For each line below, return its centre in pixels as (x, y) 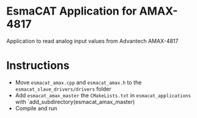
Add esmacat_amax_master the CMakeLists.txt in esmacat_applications (103, 95)
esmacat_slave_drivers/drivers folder (63, 89)
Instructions (38, 66)
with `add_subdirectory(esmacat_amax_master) (75, 102)
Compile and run (36, 108)
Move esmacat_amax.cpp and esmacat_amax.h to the (78, 82)
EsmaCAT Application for (72, 11)
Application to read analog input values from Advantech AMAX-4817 (92, 41)
